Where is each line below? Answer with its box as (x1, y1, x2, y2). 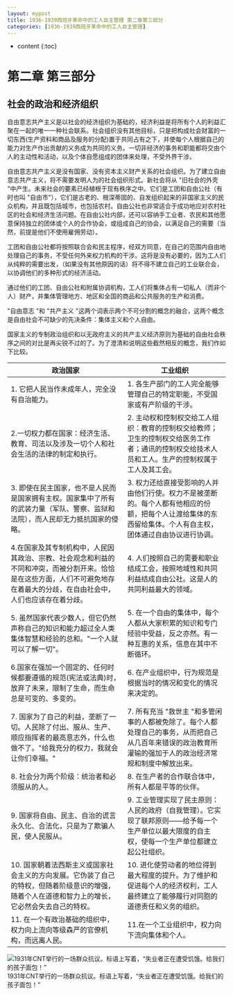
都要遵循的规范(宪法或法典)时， (17, 673, 121, 683)
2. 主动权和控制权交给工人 (127, 413, 212, 423)
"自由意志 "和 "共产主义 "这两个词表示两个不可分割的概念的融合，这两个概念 (7, 306, 224, 315)
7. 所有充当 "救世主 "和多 (127, 707, 209, 716)
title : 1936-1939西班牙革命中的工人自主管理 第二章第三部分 (7, 17, 164, 24)
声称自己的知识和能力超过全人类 (10, 623, 116, 633)
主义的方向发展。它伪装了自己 (17, 871, 116, 881)
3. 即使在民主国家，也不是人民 (10, 483, 110, 493)
